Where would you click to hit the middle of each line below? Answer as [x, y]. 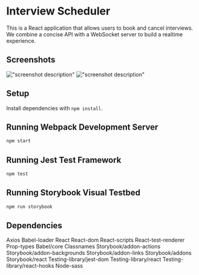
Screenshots [31, 60]
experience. [21, 41]
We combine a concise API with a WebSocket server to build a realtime [95, 34]
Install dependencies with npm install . [54, 108]
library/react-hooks [30, 266]
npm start [19, 141]
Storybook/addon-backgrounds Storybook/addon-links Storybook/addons [99, 253]
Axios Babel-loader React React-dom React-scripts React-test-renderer [96, 240]
